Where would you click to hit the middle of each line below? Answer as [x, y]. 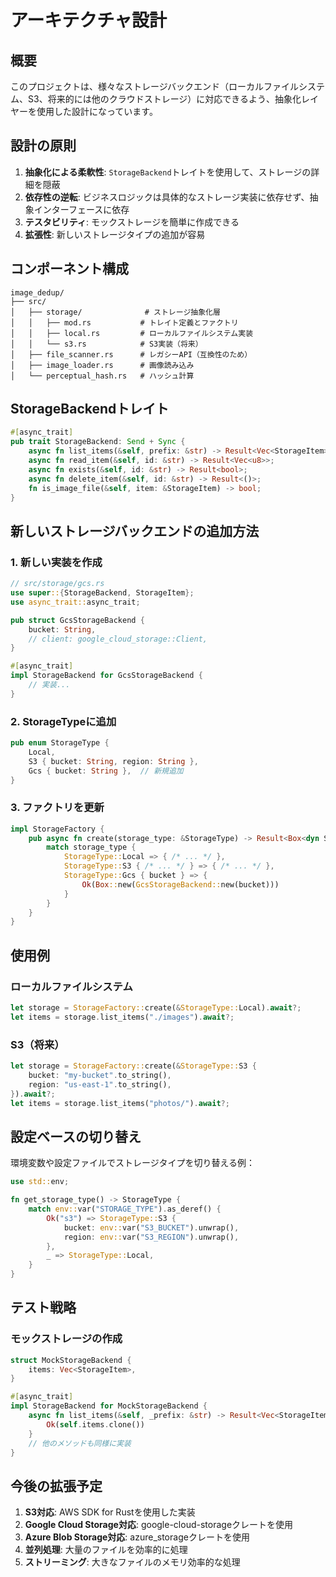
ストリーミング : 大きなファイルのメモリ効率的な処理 [132, 1562]
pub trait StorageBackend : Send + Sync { [98, 442]
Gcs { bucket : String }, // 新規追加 [106, 771]
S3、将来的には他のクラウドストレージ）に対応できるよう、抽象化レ [169, 99]
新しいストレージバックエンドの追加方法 [135, 531]
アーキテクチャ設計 [89, 20]
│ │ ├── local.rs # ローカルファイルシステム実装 [132, 333]
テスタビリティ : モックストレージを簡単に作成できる [132, 222]
